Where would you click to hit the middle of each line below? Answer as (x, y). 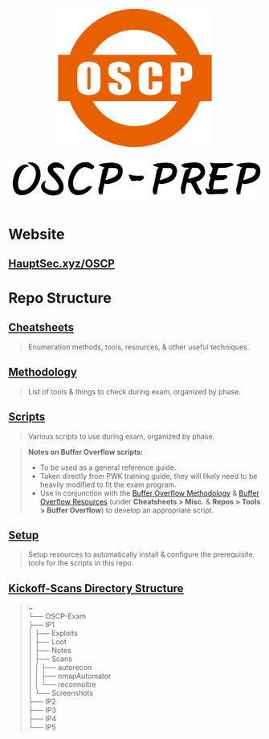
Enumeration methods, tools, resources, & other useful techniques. (139, 347)
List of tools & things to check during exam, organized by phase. (134, 391)
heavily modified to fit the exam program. (108, 484)
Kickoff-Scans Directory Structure (96, 588)
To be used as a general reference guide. (108, 467)
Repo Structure (60, 298)
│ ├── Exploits (53, 633)
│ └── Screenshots (61, 693)
